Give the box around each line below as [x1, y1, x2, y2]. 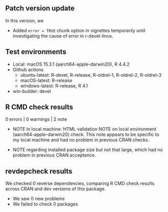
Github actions [12, 66, 44, 73]
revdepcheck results [5, 167, 73, 175]
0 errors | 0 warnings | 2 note [5, 116, 67, 123]
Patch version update [5, 4, 75, 13]
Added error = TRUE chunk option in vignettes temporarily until [12, 27, 146, 34]
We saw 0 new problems [12, 196, 65, 202]
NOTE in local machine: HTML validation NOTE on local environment [12, 126, 157, 132]
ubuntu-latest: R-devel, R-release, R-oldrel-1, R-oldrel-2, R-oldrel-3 [20, 72, 162, 78]
